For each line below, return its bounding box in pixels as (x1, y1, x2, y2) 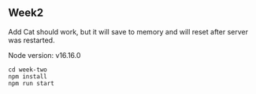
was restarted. (8, 35, 55, 45)
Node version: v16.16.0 (8, 50, 81, 60)
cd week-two (8, 66, 47, 74)
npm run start (8, 79, 55, 87)
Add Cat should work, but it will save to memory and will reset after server (8, 27, 248, 36)
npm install (8, 72, 47, 81)
